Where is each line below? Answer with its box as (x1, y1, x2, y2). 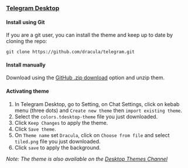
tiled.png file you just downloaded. (14, 138, 101, 145)
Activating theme (6, 87, 49, 94)
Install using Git (6, 19, 45, 26)
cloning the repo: (6, 38, 47, 45)
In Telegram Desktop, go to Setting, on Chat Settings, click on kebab (14, 100, 180, 107)
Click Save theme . (14, 125, 57, 132)
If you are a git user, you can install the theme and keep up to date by (6, 32, 173, 38)
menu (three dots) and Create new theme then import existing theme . (14, 107, 183, 114)
